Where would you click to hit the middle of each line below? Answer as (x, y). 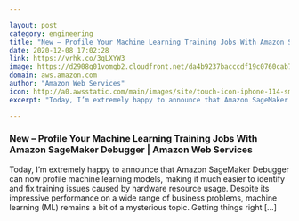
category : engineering (51, 33)
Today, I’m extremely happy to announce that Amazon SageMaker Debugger (149, 169)
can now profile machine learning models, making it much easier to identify (147, 178)
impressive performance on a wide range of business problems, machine (143, 198)
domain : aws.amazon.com (53, 75)
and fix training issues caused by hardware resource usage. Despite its (139, 188)
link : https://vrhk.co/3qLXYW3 (67, 59)
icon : (19, 91)
